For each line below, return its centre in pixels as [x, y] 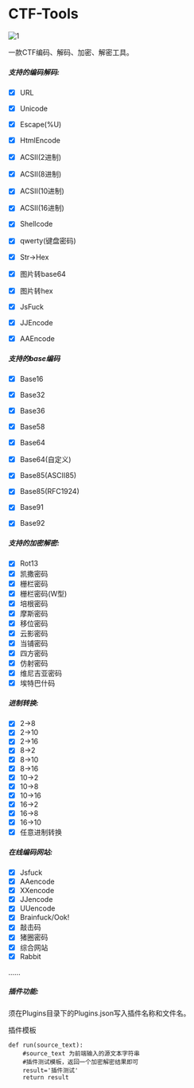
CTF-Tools [43, 14]
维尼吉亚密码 [41, 674]
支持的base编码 [34, 358]
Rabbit [30, 956]
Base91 [31, 507]
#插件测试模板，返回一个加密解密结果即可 [81, 1062]
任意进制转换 [41, 832]
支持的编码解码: [34, 72]
